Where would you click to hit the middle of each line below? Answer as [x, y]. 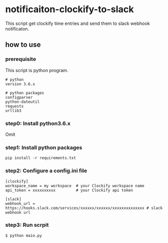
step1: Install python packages [44, 147]
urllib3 [13, 111]
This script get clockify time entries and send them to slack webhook [78, 23]
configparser [19, 97]
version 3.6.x [20, 84]
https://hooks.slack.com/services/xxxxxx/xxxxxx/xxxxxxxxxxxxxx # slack [84, 208]
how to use [23, 45]
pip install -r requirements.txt [41, 158]
